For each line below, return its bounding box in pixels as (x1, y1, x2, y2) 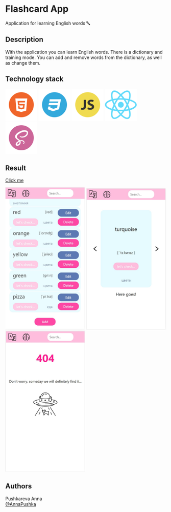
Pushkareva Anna (5, 496, 42, 502)
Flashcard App (5, 3, 69, 15)
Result (5, 164, 27, 172)
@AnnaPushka (5, 501, 37, 507)
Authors (5, 482, 32, 490)
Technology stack (5, 75, 64, 84)
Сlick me (5, 178, 24, 184)
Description (5, 35, 43, 44)
